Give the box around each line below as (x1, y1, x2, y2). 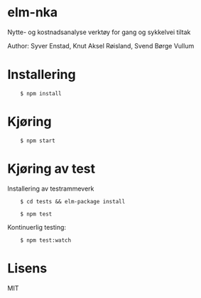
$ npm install (20, 90, 62, 97)
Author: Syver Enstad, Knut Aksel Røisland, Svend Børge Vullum (7, 41, 195, 50)
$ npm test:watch (20, 236, 72, 244)
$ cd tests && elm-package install (20, 198, 126, 205)
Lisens (7, 260, 48, 276)
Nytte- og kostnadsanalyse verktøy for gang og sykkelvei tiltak (7, 28, 191, 36)
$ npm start (20, 137, 55, 144)
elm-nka (7, 4, 58, 21)
